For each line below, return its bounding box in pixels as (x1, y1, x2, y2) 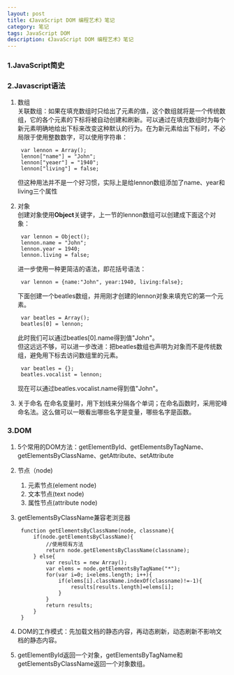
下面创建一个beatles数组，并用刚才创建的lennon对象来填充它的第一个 (17, 292, 218, 300)
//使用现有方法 (45, 540, 84, 548)
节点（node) (17, 466, 54, 475)
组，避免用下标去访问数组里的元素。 (17, 351, 122, 359)
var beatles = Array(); (20, 315, 90, 322)
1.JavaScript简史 (7, 61, 65, 71)
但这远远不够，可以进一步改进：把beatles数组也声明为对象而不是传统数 (17, 343, 223, 351)
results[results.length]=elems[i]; (71, 584, 175, 591)
